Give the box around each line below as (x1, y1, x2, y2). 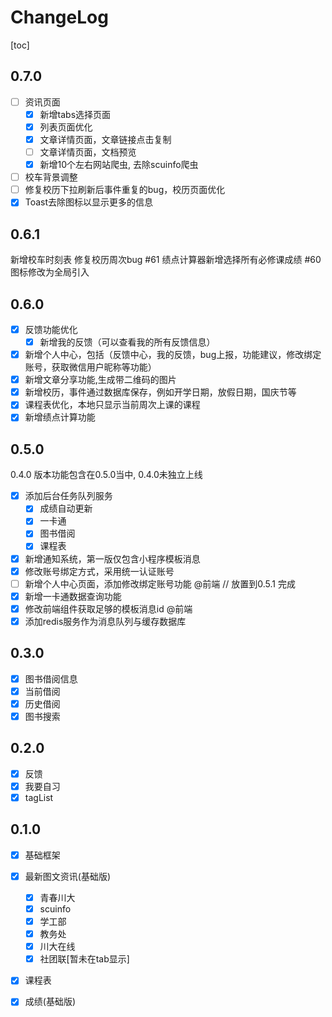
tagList (24, 791, 54, 803)
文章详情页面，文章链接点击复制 (39, 133, 172, 145)
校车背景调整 (24, 171, 78, 183)
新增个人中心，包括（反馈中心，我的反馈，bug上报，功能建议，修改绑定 (24, 349, 322, 361)
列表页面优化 (39, 121, 93, 133)
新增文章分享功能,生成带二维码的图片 (24, 374, 177, 386)
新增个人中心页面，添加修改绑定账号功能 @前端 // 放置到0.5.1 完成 (24, 577, 296, 590)
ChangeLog (10, 6, 109, 29)
